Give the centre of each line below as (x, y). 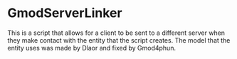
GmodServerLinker (65, 13)
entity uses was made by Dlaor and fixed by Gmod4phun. (92, 48)
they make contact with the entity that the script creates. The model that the (119, 40)
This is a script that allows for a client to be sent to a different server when (116, 33)
